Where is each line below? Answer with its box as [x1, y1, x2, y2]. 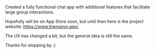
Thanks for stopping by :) [5, 42, 56, 48]
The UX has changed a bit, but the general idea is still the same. [5, 33, 134, 39]
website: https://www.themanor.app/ [5, 24, 79, 29]
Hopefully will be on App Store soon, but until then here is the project [5, 19, 144, 24]
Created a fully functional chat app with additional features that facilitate [5, 4, 150, 10]
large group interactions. [5, 9, 55, 15]
